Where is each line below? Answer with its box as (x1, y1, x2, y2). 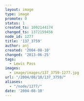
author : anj (5, 43, 29, 48)
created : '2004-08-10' (5, 48, 51, 52)
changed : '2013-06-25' (5, 52, 51, 57)
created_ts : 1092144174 (5, 25, 53, 30)
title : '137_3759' (5, 39, 42, 44)
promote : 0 (5, 16, 27, 21)
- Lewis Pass (9, 61, 36, 66)
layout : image (5, 7, 34, 12)
